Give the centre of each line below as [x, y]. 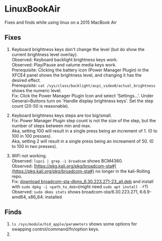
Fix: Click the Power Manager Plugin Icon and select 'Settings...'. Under [82, 96]
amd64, [19, 197]
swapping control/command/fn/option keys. [56, 229]
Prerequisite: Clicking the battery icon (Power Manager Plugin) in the [80, 70]
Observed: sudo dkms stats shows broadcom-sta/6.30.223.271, [75, 192]
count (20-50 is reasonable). [40, 106]
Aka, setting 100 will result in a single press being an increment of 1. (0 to [84, 131]
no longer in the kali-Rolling [123, 171]
